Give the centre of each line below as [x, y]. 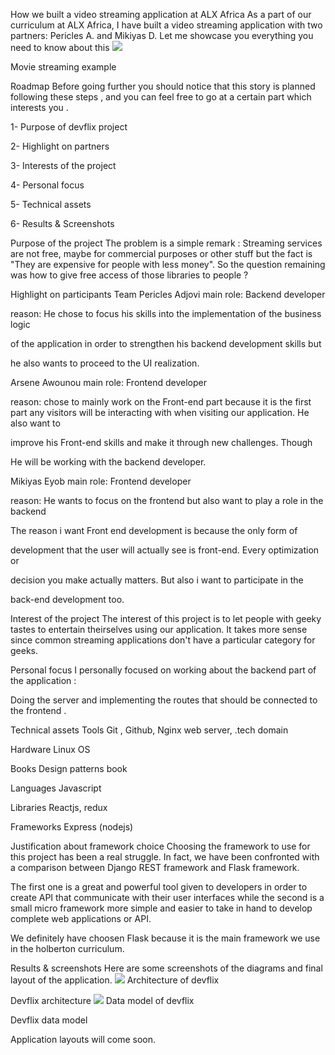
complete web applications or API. [81, 918]
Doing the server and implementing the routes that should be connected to [164, 700]
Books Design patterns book [69, 768]
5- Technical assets [51, 204]
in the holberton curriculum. [67, 948]
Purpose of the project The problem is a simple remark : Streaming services [166, 243]
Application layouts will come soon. [83, 1039]
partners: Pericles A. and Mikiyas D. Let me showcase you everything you [162, 35]
